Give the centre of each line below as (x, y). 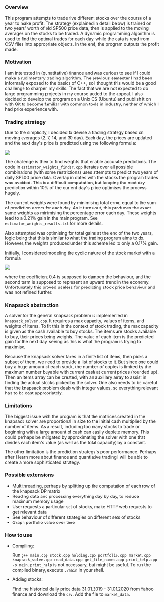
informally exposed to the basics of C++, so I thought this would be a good (81, 83)
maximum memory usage (38, 501)
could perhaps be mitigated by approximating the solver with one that (75, 437)
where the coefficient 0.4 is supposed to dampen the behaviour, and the (78, 277)
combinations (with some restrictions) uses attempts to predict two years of (82, 172)
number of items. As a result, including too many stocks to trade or (72, 427)
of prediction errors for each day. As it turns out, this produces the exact (78, 208)
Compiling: (23, 546)
